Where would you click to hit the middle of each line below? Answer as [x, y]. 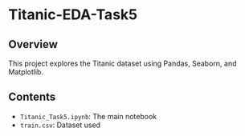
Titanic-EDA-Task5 [73, 15]
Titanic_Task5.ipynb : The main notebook [88, 116]
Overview [33, 44]
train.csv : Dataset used [60, 125]
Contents [32, 97]
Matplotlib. [26, 72]
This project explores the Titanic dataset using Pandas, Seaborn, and [122, 63]
